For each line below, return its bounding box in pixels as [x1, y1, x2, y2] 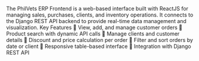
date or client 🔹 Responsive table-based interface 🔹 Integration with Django [6, 43, 192, 50]
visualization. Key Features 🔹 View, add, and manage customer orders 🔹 [6, 24, 183, 31]
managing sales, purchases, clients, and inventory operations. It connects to [6, 11, 194, 18]
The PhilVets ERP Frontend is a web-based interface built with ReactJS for [6, 5, 189, 12]
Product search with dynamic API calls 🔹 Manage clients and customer [6, 30, 180, 37]
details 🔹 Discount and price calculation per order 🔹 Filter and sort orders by [6, 37, 194, 43]
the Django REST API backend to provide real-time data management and [6, 18, 186, 24]
